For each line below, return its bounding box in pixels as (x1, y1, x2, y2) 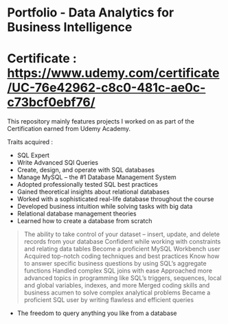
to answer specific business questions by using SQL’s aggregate (23, 259, 207, 268)
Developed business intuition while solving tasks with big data (16, 202, 193, 211)
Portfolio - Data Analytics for (7, 5, 174, 21)
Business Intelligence (7, 19, 133, 35)
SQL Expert (16, 151, 50, 159)
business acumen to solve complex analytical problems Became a (23, 288, 211, 297)
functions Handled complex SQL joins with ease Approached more (23, 266, 213, 275)
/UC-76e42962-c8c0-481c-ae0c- (7, 80, 206, 95)
